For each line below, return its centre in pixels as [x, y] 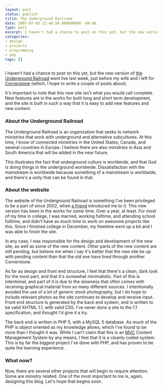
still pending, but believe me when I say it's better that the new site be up [78, 251]
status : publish [21, 14]
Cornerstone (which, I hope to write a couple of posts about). [66, 84]
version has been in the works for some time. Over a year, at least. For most [81, 211]
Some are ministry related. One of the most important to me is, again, [74, 376]
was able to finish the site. [31, 231]
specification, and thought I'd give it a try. [47, 313]
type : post [16, 28]
